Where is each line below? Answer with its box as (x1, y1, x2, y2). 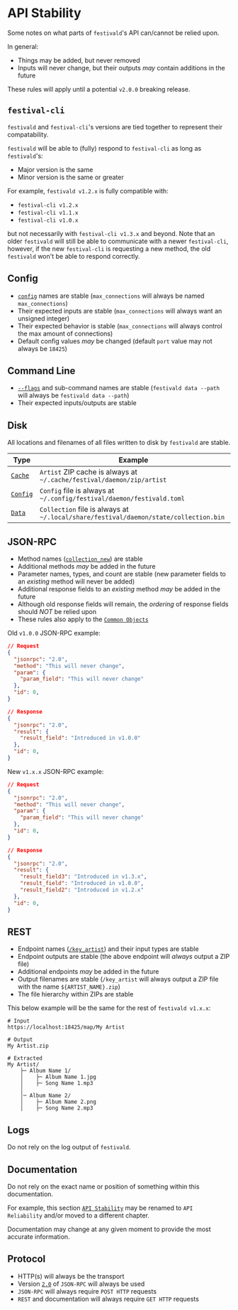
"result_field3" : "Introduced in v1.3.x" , (20, 873, 147, 881)
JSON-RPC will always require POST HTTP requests (17, 1287, 157, 1295)
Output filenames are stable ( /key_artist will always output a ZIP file (17, 975, 219, 984)
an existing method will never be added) (17, 577, 135, 586)
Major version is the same (17, 165, 93, 173)
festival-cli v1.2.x (17, 201, 79, 209)
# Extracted (7, 1055, 42, 1062)
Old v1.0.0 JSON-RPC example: (7, 629, 101, 637)
